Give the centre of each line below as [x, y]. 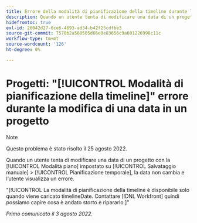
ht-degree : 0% [23, 50]
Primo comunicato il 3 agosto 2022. [49, 214]
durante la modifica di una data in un [97, 108]
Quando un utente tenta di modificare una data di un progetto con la [88, 160]
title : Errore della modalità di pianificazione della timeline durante [97, 11]
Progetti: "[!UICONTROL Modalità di [95, 83]
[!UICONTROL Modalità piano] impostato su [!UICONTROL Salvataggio [91, 166]
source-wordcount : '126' [36, 44]
